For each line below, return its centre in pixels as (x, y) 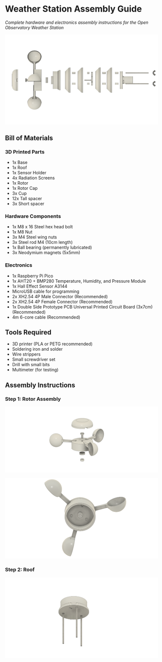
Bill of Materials (29, 138)
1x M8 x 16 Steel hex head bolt (42, 227)
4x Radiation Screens (33, 178)
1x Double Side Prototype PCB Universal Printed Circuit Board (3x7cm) (82, 306)
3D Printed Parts (25, 152)
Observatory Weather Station (34, 27)
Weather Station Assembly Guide (73, 9)
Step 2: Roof (20, 569)
